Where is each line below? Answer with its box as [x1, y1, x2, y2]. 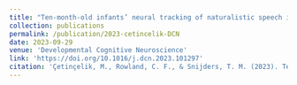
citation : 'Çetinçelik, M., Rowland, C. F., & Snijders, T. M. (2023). [9, 63, 278, 72]
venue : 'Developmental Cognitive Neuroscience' [9, 46, 188, 55]
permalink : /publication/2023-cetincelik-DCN [9, 29, 179, 38]
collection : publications [9, 21, 104, 30]
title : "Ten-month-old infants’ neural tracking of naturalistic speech [9, 12, 283, 22]
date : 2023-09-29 [9, 37, 73, 47]
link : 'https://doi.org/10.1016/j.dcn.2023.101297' [9, 54, 203, 63]
